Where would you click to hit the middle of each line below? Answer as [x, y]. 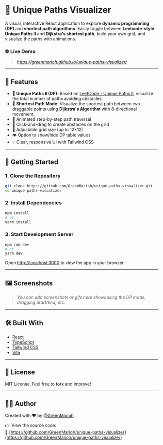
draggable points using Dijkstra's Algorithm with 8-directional [74, 109]
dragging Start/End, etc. [41, 302]
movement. [23, 114]
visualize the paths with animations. [41, 39]
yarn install [18, 222]
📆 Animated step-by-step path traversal [51, 119]
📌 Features [22, 82]
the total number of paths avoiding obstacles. [57, 99]
